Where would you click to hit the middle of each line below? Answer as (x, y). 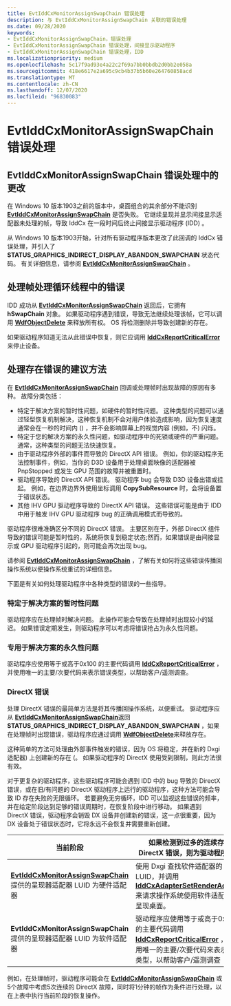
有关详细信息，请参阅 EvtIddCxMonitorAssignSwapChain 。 (107, 263)
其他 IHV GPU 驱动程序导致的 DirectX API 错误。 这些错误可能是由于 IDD (119, 505)
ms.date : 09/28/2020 (37, 26)
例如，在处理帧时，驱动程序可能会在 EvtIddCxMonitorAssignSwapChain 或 (115, 978)
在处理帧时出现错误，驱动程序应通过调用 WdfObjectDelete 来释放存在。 (109, 734)
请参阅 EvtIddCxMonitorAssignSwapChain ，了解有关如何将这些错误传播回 (115, 560)
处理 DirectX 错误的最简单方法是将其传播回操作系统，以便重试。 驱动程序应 (113, 708)
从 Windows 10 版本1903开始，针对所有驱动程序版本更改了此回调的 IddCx (111, 238)
